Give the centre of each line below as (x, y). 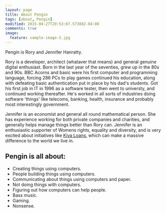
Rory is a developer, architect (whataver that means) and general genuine (81, 62)
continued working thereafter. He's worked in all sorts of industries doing (80, 94)
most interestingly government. (37, 104)
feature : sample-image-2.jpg (40, 38)
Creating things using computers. (47, 168)
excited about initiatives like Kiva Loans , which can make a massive (74, 135)
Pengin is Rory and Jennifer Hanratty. (44, 52)
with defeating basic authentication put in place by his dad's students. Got (82, 83)
